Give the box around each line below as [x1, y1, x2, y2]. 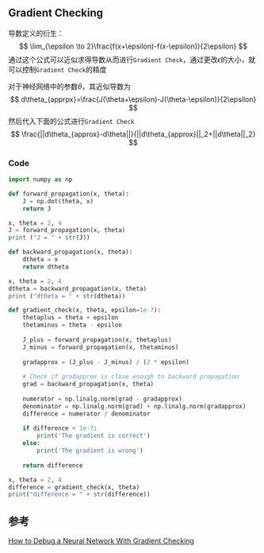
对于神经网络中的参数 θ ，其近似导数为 [8, 81, 131, 91]
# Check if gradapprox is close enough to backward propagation [22, 373, 239, 381]
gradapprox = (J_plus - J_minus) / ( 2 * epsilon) [22, 358, 190, 366]
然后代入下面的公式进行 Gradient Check [8, 116, 135, 126]
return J [22, 204, 52, 213]
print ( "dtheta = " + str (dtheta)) [8, 292, 126, 300]
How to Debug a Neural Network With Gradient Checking [8, 536, 194, 546]
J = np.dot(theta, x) [22, 197, 94, 205]
